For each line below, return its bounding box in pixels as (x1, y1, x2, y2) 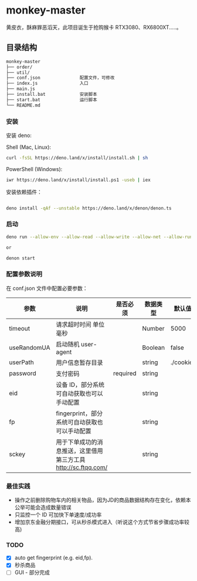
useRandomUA (9, 343, 50, 352)
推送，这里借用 (61, 446, 103, 455)
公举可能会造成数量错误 (14, 504, 72, 511)
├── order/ (6, 64, 33, 70)
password (9, 369, 36, 377)
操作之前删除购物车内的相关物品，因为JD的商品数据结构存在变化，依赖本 (14, 496, 191, 503)
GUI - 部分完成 (14, 569, 50, 576)
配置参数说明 (6, 270, 43, 278)
